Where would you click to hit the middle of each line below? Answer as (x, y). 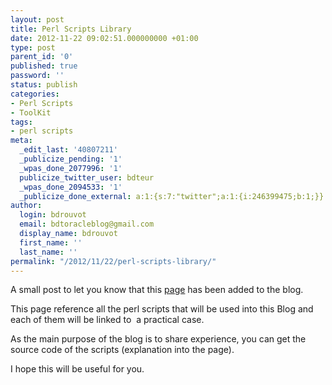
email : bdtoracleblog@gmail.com (87, 224)
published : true (44, 66)
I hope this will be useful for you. (77, 369)
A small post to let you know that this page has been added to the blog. (157, 290)
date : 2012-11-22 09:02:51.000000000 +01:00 (104, 38)
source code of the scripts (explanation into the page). (122, 350)
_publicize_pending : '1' (71, 159)
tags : (21, 122)
